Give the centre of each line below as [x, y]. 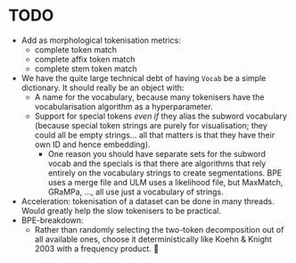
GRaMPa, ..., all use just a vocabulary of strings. [136, 192]
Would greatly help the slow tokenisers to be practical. [121, 210]
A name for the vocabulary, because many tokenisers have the [149, 97]
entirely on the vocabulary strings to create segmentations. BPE [165, 173]
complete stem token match [86, 69]
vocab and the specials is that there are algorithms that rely [157, 163]
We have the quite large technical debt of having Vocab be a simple [144, 78]
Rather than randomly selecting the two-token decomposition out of [159, 229]
